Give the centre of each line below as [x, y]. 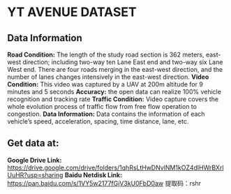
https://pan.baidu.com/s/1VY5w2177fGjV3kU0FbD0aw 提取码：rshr [104, 183]
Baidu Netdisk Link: [94, 174]
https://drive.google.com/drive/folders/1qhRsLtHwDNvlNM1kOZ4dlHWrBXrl [116, 167]
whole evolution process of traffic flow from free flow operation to [102, 106]
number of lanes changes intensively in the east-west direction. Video [108, 77]
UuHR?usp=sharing [35, 174]
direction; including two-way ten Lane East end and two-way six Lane [123, 62]
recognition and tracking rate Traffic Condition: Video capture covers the [113, 99]
